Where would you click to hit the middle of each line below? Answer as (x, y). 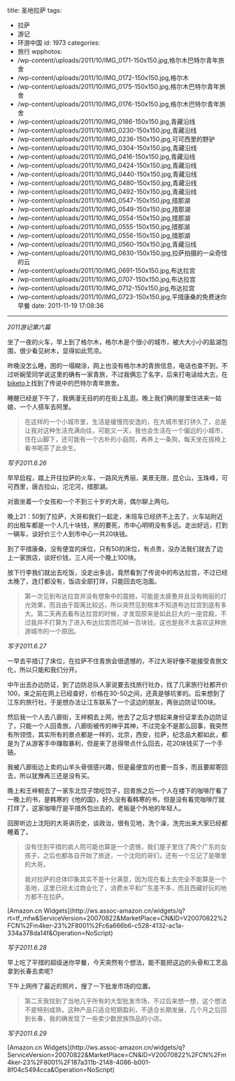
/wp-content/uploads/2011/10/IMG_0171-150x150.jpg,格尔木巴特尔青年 (118, 60)
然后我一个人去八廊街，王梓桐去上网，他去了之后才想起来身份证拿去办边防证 (117, 717)
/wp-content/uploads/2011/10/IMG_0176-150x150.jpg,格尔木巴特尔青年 (119, 104)
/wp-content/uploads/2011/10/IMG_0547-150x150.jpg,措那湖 (104, 200)
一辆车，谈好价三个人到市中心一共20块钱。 (69, 534)
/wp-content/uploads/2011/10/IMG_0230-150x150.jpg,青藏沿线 (107, 130)
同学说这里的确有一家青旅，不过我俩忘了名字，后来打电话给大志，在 (129, 374)
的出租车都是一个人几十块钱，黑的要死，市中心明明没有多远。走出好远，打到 (117, 525)
